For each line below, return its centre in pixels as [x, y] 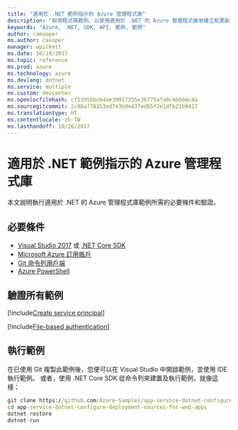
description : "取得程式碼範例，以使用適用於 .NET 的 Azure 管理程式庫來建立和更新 [119, 21]
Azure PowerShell [44, 272]
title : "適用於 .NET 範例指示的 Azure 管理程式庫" [77, 14]
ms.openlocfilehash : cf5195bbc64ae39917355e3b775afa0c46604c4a [103, 100]
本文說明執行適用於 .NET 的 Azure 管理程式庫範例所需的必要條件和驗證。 [113, 203]
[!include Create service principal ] [56, 313]
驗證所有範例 [35, 295]
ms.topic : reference [38, 60]
